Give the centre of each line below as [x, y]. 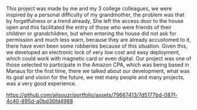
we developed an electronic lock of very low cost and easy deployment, [93, 52]
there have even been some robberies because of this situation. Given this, [97, 46]
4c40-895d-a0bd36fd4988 [40, 101]
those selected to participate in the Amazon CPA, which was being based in [98, 65]
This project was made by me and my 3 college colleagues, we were [89, 9]
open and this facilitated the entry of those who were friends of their [89, 27]
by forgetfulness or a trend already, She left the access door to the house [95, 21]
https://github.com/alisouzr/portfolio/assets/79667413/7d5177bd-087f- [92, 95]
